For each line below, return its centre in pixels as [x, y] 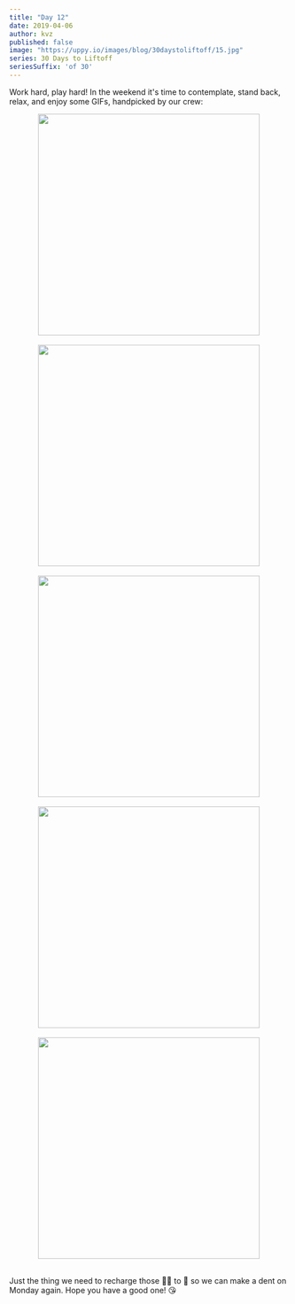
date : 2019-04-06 [41, 26]
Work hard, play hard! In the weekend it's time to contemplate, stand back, [145, 92]
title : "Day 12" [39, 17]
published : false [41, 42]
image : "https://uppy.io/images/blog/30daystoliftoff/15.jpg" [126, 50]
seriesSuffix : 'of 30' [51, 67]
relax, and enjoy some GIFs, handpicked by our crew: [106, 101]
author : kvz [31, 34]
